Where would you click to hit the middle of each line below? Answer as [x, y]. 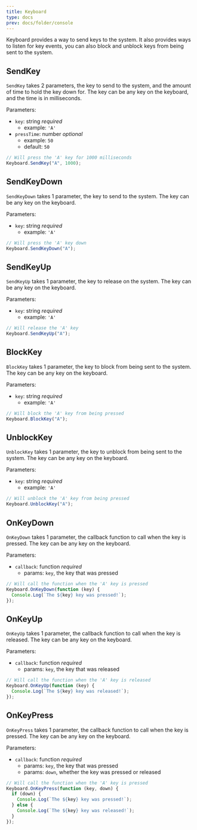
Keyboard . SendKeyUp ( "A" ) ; [38, 334]
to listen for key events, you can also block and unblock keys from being [95, 46]
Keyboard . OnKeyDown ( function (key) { [53, 589]
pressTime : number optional [49, 134]
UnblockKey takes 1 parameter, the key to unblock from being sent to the [94, 452]
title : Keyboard [26, 12]
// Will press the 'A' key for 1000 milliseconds [69, 158]
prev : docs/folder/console [40, 23]
